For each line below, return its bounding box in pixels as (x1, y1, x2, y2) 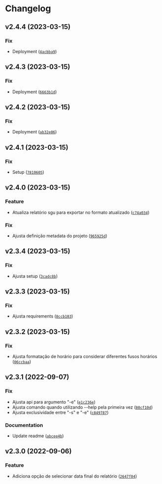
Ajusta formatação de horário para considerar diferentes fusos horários (12, 353, 158, 359)
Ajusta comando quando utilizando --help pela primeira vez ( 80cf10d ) (12, 404, 153, 410)
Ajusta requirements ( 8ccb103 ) (12, 313, 73, 319)
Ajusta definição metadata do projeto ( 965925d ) (12, 232, 107, 239)
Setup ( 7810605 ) (12, 169, 44, 175)
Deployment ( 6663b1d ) (12, 89, 57, 95)
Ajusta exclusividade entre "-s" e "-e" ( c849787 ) (12, 409, 109, 415)
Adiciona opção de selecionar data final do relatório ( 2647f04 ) (12, 473, 137, 479)
